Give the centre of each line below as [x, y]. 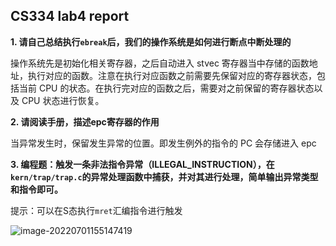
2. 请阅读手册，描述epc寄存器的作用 [85, 121]
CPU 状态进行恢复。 [63, 100]
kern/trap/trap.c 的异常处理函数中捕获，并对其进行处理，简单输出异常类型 [164, 176]
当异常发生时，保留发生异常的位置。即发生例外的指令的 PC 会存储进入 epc [163, 143]
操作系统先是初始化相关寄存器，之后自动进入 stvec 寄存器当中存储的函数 [160, 63]
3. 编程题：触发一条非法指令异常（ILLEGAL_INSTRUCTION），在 [142, 164]
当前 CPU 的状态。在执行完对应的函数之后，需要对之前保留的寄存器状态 [166, 88]
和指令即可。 [36, 189]
